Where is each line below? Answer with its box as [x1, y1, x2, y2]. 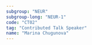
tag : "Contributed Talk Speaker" [6, 25, 87, 31]
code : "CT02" [6, 19, 38, 25]
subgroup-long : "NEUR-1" [6, 14, 66, 20]
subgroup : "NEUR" [6, 8, 48, 15]
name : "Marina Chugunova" [6, 30, 69, 36]
